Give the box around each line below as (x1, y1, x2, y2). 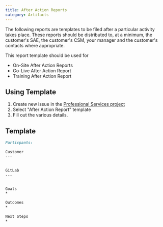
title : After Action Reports (5, 7, 67, 13)
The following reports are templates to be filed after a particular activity (5, 26, 155, 32)
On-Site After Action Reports (12, 62, 73, 68)
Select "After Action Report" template (12, 106, 91, 112)
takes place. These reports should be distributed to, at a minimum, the (5, 32, 153, 38)
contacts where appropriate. (5, 42, 65, 48)
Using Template (5, 88, 57, 96)
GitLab (5, 167, 19, 173)
